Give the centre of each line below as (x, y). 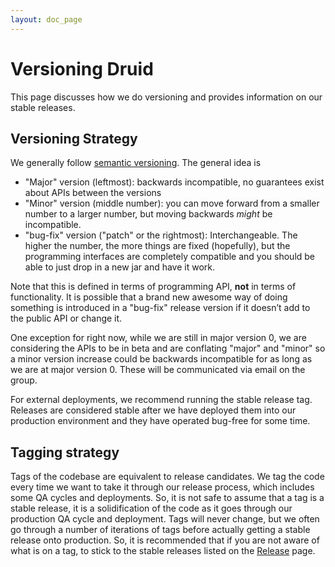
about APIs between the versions (93, 193)
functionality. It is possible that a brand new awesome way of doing (149, 297)
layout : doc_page (46, 19)
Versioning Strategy (74, 138)
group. (24, 380)
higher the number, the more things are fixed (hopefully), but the (157, 246)
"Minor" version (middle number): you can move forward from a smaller (172, 203)
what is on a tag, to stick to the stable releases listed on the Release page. (163, 551)
